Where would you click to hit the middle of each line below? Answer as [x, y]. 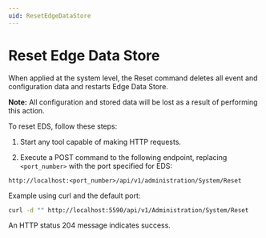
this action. [27, 110]
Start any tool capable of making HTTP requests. [101, 142]
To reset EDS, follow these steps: [63, 126]
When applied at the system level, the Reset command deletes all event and [133, 78]
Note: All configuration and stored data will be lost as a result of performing [133, 102]
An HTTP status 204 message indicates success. [89, 225]
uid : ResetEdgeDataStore [50, 16]
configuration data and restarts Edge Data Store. [88, 86]
